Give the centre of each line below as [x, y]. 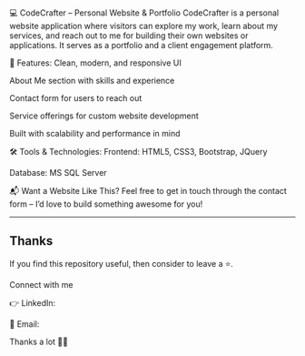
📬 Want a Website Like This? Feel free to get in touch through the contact [148, 191]
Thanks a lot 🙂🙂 [39, 341]
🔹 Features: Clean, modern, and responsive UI [95, 63]
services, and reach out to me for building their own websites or [129, 36]
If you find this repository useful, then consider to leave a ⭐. [121, 263]
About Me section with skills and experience [92, 81]
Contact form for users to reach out [76, 98]
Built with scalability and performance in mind [95, 133]
